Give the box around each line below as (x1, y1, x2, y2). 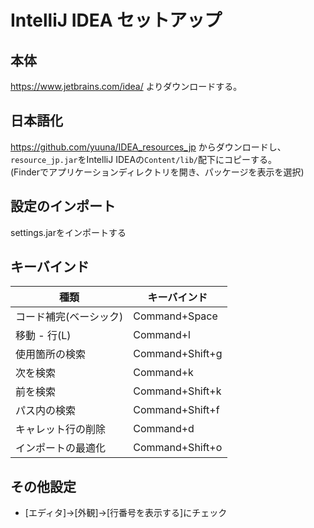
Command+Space (133, 309, 218, 323)
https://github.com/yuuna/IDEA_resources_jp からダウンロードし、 (10, 141, 287, 153)
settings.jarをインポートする (10, 226, 127, 238)
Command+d (133, 422, 195, 436)
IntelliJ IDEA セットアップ (10, 9, 223, 32)
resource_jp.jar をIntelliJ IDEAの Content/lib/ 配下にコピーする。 (10, 153, 277, 165)
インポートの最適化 (15, 441, 107, 455)
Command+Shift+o (133, 441, 223, 455)
